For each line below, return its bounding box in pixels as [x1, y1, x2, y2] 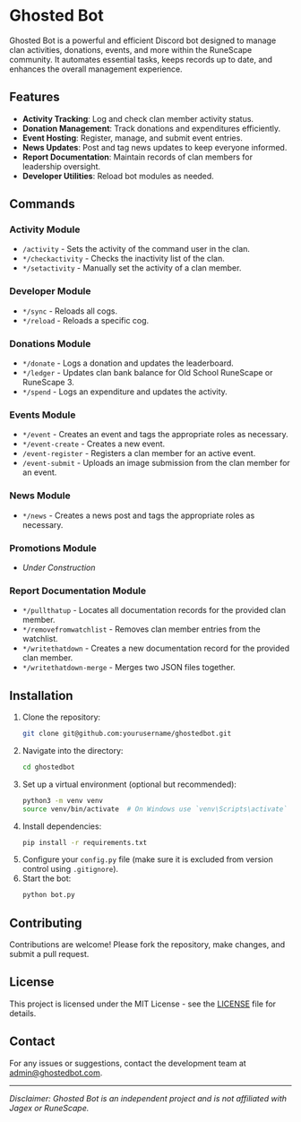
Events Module [9, 409, 76, 421]
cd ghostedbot [21, 763, 75, 772]
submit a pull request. [9, 949, 90, 960]
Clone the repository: [21, 712, 101, 722]
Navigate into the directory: [21, 745, 124, 755]
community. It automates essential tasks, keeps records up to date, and [9, 54, 273, 65]
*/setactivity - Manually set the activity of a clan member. [21, 263, 242, 273]
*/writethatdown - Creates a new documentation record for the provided [21, 643, 290, 654]
